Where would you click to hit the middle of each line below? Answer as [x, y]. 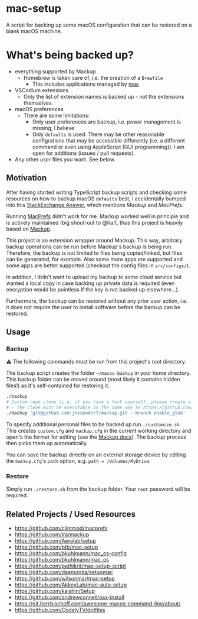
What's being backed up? [70, 55]
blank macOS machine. [34, 31]
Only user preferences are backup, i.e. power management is [107, 121]
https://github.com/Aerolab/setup [55, 540]
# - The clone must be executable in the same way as [74, 408]
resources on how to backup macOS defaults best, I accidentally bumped [96, 198]
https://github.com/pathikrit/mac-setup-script [70, 566]
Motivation [27, 178]
